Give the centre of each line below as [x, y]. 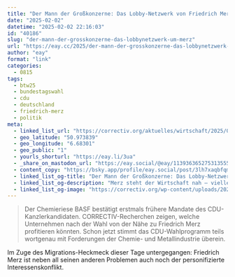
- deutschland [34, 105]
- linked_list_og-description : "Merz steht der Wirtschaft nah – [111, 183]
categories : [24, 66]
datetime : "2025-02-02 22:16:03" [56, 27]
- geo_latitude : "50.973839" [56, 137]
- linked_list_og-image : [50, 190]
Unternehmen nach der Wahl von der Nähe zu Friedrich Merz [112, 224]
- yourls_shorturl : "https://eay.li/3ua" [75, 157]
